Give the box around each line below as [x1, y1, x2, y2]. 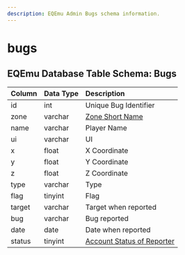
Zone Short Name [85, 111, 144, 121]
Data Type [44, 88, 79, 98]
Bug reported [85, 213, 129, 223]
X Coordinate [85, 146, 129, 155]
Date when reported [85, 224, 151, 234]
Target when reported [85, 202, 156, 212]
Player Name [85, 123, 127, 132]
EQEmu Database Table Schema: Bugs [7, 68, 177, 80]
